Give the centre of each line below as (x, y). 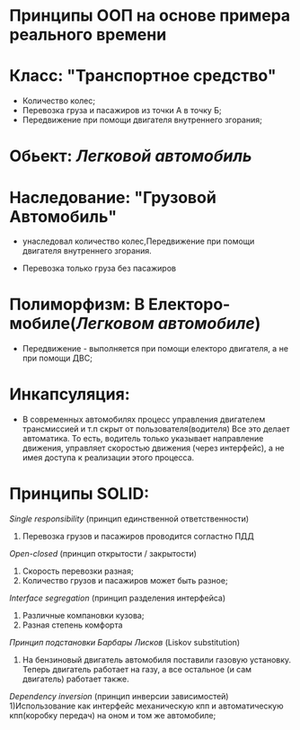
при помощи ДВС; (57, 358)
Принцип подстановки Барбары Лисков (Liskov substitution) (125, 643)
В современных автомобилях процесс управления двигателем (144, 420)
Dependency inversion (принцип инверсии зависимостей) (119, 697)
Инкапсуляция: (70, 394)
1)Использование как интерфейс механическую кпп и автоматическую (146, 706)
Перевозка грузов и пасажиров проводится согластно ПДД (138, 537)
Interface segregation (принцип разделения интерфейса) (118, 598)
